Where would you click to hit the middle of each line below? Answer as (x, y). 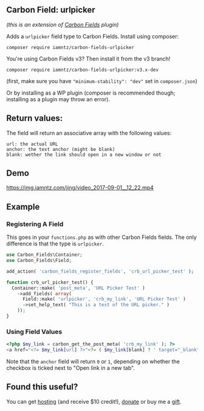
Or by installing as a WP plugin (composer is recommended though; (91, 93)
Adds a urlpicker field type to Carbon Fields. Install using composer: (93, 36)
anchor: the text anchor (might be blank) (61, 149)
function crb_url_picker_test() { (50, 282)
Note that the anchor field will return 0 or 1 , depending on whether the (93, 361)
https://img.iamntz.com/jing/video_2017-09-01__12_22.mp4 (80, 188)
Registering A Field (35, 224)
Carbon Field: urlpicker (51, 10)
